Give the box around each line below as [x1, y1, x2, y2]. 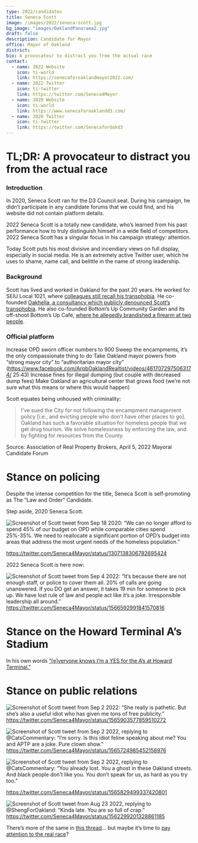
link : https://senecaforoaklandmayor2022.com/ [17, 75, 134, 81]
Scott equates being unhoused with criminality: [6, 395, 122, 403]
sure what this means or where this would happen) [6, 384, 130, 391]
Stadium [6, 638, 49, 651]
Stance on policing [6, 471, 100, 484]
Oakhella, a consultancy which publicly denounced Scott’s [27, 299, 171, 306]
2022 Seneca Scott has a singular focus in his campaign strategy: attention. [6, 234, 191, 241]
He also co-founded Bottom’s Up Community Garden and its [38, 305, 185, 312]
